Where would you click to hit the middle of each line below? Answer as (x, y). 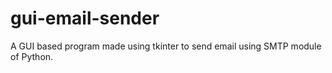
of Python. (32, 56)
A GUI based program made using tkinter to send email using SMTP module (166, 46)
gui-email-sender (85, 18)
